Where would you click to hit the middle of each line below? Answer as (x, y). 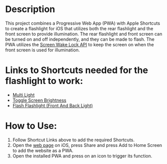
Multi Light (23, 95)
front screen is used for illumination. (43, 50)
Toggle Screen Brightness (39, 100)
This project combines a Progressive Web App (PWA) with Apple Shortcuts (83, 23)
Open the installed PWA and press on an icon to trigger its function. (82, 156)
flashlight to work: (44, 81)
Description (30, 9)
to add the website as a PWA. (43, 150)
